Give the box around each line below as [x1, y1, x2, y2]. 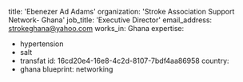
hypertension [19, 39, 64, 49]
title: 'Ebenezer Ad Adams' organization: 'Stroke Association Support [8, 7, 235, 16]
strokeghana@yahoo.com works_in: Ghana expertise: [8, 24, 185, 33]
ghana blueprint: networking [19, 64, 114, 74]
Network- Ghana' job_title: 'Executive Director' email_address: [8, 15, 213, 25]
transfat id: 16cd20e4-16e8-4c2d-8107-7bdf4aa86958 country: [19, 56, 229, 65]
